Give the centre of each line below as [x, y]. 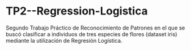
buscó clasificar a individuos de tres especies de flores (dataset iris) [92, 34]
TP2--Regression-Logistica [77, 11]
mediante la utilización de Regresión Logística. [64, 40]
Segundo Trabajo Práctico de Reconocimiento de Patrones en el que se [95, 28]
